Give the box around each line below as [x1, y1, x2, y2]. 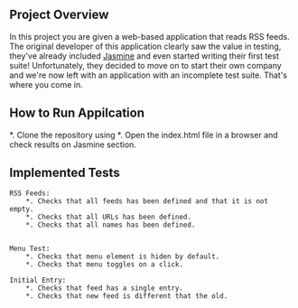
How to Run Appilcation [9, 106, 144, 121]
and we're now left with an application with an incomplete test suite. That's [9, 70, 287, 80]
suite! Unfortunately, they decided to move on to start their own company [9, 60, 282, 70]
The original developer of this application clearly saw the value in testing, [9, 41, 282, 51]
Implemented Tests [9, 165, 120, 181]
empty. [9, 205, 34, 214]
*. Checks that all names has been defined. [25, 220, 196, 229]
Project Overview [9, 7, 109, 23]
